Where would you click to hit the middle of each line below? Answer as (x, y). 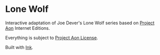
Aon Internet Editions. (28, 28)
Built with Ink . (19, 47)
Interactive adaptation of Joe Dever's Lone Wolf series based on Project (80, 23)
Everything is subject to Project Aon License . (52, 38)
